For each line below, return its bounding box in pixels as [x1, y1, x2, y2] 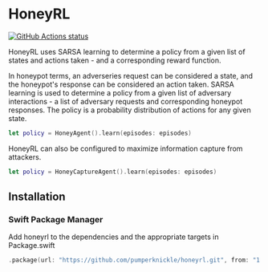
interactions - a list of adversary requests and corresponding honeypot [8, 96, 243, 106]
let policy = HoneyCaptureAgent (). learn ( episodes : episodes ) [8, 168, 217, 176]
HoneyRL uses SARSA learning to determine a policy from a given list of [8, 47, 246, 56]
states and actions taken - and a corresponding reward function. [8, 55, 222, 65]
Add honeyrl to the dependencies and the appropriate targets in [8, 232, 219, 242]
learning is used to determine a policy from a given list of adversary [8, 87, 232, 97]
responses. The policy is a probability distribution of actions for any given [8, 105, 251, 115]
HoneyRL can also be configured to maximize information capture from [8, 144, 243, 153]
